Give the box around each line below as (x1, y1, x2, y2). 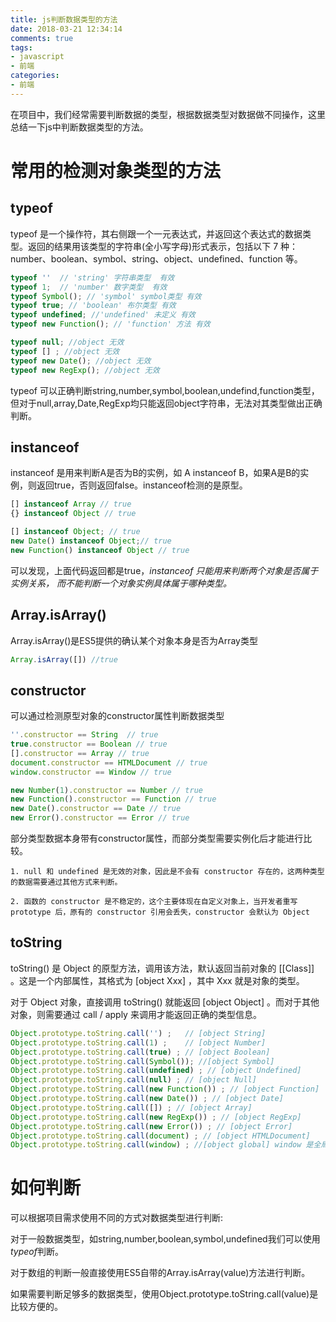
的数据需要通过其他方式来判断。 (10, 877, 123, 888)
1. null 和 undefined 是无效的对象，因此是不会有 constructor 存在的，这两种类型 (10, 867, 325, 877)
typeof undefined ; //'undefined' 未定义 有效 (10, 310, 196, 320)
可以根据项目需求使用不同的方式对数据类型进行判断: (10, 1212, 224, 1224)
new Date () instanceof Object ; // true (10, 536, 172, 546)
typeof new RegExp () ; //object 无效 (10, 365, 160, 375)
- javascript (10, 52, 65, 62)
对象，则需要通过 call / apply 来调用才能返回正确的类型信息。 (10, 1008, 262, 1020)
